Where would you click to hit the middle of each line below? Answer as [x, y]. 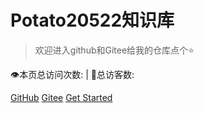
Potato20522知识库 [92, 20]
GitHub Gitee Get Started [61, 97]
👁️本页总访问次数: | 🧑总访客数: [72, 74]
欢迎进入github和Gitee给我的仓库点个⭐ [114, 50]
